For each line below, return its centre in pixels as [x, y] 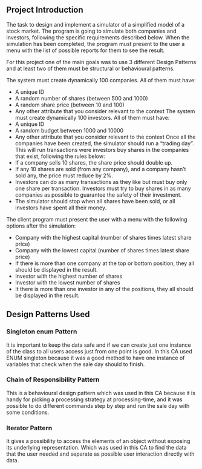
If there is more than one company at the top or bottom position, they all [105, 263]
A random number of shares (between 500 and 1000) [81, 98]
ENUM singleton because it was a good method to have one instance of [96, 358]
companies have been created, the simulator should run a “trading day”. [105, 143]
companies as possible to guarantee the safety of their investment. [98, 195]
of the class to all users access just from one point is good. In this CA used [99, 351]
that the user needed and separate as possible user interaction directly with [100, 454]
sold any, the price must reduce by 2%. [64, 175]
